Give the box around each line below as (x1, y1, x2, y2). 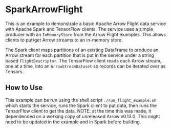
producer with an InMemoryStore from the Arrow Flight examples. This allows (5, 31, 166, 37)
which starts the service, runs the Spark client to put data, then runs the (5, 102, 157, 109)
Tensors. (5, 68, 24, 75)
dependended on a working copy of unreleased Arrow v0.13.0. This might (5, 113, 160, 119)
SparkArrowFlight (5, 4, 83, 15)
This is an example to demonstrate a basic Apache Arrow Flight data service (5, 20, 166, 27)
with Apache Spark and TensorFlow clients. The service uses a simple (5, 26, 154, 32)
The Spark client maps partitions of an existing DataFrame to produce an (5, 47, 159, 53)
